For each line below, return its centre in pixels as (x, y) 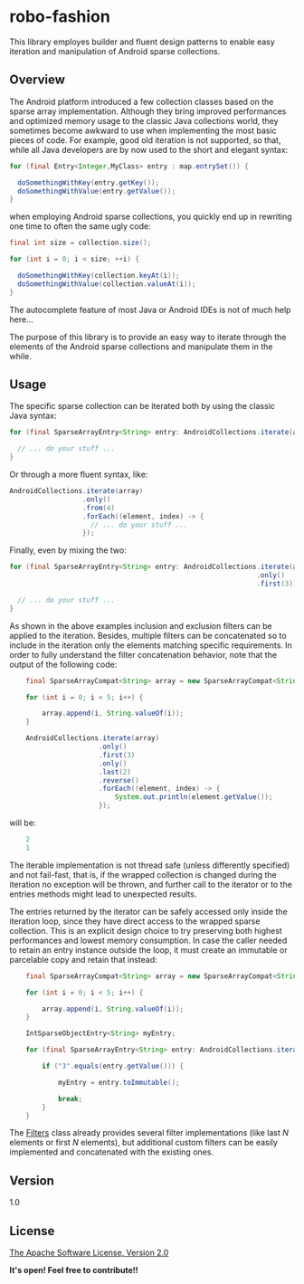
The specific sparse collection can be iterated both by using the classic (142, 406)
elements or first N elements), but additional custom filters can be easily (144, 1143)
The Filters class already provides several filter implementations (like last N (149, 1133)
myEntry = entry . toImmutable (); (119, 1082)
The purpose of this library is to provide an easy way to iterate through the (148, 337)
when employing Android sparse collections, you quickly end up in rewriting (151, 217)
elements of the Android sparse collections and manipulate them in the (141, 347)
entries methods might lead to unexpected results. (103, 894)
